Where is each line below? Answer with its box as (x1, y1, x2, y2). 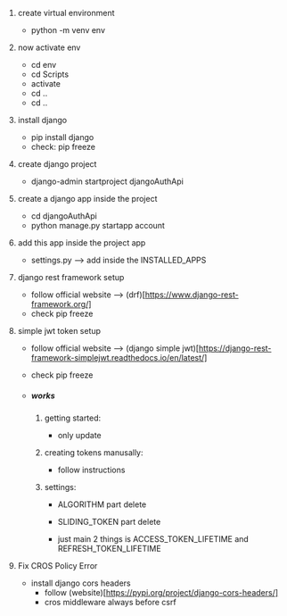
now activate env (17, 42, 81, 53)
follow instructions (57, 464, 126, 475)
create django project (17, 159, 97, 169)
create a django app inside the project (17, 194, 158, 204)
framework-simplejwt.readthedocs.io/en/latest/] (30, 353, 208, 362)
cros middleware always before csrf (44, 596, 176, 607)
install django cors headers (30, 578, 131, 588)
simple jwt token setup (17, 326, 101, 336)
